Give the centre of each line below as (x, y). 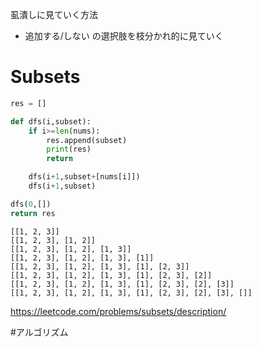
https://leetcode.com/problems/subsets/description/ (118, 311)
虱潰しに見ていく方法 (54, 14)
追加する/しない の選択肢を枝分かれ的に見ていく (124, 36)
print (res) (69, 149)
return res (33, 213)
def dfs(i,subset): (51, 121)
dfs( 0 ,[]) (31, 204)
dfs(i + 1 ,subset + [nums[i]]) (84, 177)
